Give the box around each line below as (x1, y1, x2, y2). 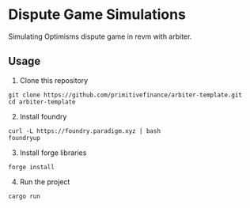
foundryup (8, 134, 41, 142)
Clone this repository (19, 75, 89, 85)
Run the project (19, 176, 70, 187)
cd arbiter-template (8, 97, 77, 106)
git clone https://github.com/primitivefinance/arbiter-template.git (8, 91, 243, 99)
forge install (8, 163, 55, 171)
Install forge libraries (19, 148, 87, 157)
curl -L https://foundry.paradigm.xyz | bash (8, 127, 161, 135)
